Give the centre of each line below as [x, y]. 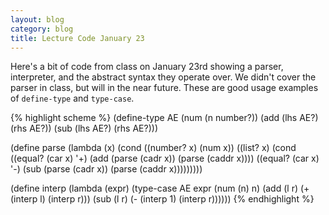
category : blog [42, 29]
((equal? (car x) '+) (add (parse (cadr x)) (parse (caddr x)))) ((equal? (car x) [165, 158]
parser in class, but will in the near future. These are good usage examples [164, 88]
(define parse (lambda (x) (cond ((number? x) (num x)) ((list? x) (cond [153, 148]
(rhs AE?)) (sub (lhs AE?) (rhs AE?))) [84, 128]
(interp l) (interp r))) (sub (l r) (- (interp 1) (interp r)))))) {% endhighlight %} [162, 199]
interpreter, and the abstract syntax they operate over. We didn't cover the [163, 77]
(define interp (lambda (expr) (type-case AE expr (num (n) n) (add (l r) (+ [160, 188]
